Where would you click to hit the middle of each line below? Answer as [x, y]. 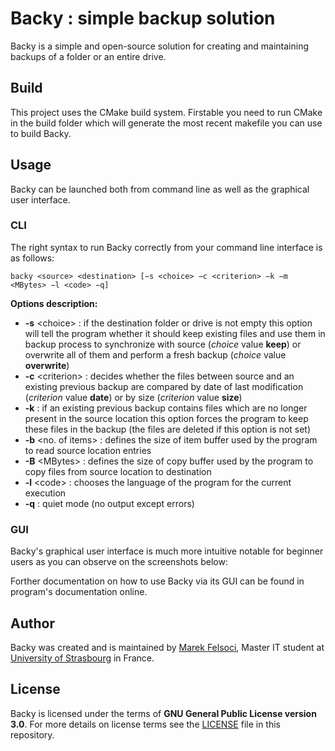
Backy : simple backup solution [143, 18]
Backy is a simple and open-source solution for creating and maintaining [160, 46]
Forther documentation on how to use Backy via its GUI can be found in [157, 581]
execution [45, 493]
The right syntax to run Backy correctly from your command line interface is [166, 247]
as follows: [32, 258]
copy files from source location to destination [118, 471]
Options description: [54, 303]
